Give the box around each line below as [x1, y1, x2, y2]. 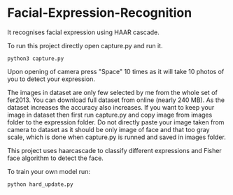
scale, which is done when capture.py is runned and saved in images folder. [7, 133, 226, 141]
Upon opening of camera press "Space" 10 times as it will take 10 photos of [7, 67, 225, 75]
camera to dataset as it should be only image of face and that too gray [7, 125, 210, 133]
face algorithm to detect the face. [7, 154, 104, 162]
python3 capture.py [7, 55, 64, 62]
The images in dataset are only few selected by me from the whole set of [7, 88, 218, 96]
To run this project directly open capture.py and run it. [7, 41, 163, 50]
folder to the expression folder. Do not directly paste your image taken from [7, 117, 225, 127]
